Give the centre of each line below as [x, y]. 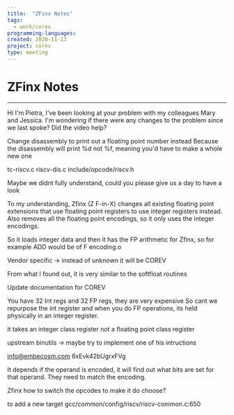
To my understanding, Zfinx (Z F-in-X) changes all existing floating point [111, 203]
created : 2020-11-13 [37, 40]
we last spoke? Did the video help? [57, 127]
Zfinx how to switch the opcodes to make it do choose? [87, 390]
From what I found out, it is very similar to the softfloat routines [97, 274]
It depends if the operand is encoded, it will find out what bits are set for [111, 369]
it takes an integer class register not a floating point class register [101, 329]
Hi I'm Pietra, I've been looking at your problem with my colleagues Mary [111, 113]
